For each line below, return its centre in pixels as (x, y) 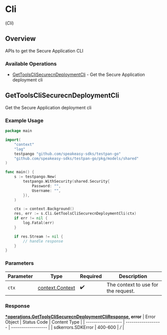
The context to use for (132, 285)
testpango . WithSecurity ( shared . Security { (67, 181)
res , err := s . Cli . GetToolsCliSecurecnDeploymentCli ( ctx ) (75, 214)
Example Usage (24, 120)
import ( (13, 140)
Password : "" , (46, 186)
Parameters (19, 263)
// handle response (43, 241)
